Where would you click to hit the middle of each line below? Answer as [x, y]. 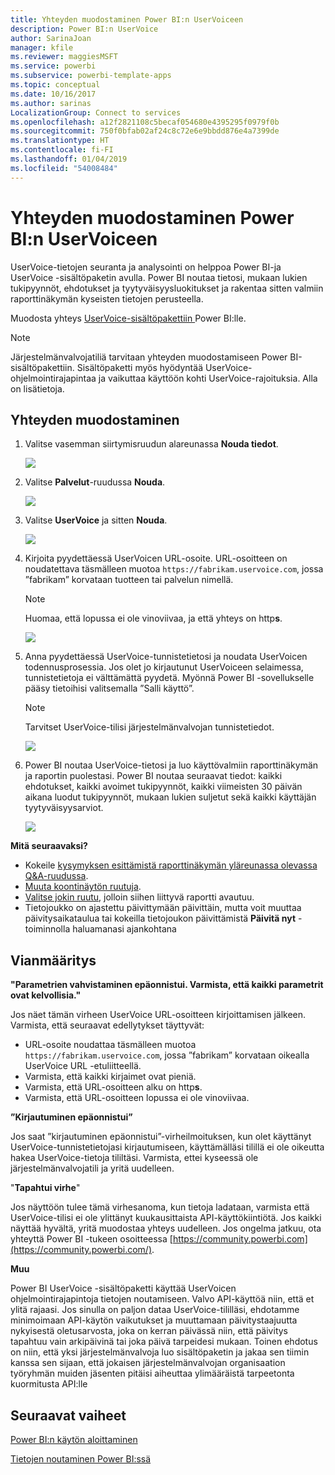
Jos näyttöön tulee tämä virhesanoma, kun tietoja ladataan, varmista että [160, 1207]
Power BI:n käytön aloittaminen [74, 1439]
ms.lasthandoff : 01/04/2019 [69, 159]
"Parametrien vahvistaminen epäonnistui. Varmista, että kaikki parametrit [167, 985]
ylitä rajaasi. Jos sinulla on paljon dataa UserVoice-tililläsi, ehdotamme [155, 1310]
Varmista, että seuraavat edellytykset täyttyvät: [107, 1025]
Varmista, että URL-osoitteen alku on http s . [113, 1087]
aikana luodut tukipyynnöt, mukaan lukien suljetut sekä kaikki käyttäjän [170, 797]
